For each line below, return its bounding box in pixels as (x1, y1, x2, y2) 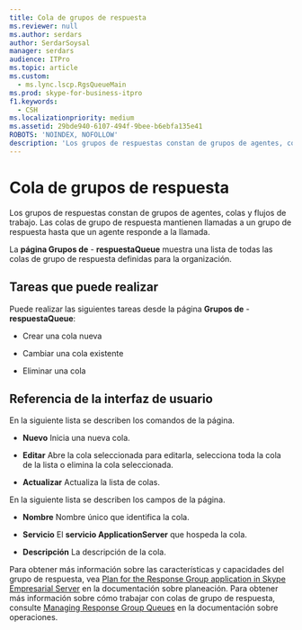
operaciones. (9, 612, 58, 623)
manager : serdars (9, 47, 75, 56)
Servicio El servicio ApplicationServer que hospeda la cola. (22, 529, 247, 540)
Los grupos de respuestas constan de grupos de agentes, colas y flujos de (9, 207, 287, 218)
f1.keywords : (9, 96, 58, 106)
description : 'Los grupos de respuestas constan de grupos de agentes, (9, 139, 283, 148)
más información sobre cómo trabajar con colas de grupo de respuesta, (9, 593, 276, 604)
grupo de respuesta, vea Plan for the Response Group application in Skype (9, 573, 286, 585)
